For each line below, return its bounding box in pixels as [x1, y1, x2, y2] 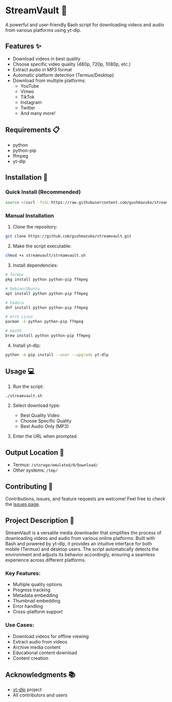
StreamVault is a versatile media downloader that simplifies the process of [5, 530, 162, 536]
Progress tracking [12, 587, 51, 593]
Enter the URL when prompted [12, 433, 77, 439]
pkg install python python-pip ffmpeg [5, 277, 88, 282]
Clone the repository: [12, 224, 58, 230]
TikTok [20, 93, 35, 100]
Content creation [12, 655, 49, 661]
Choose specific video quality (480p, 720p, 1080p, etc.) [12, 61, 131, 67]
